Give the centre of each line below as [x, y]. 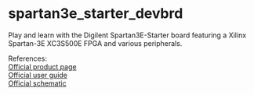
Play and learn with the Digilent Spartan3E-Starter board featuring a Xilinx [127, 35]
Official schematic [37, 83]
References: [27, 58]
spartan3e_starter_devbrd [96, 14]
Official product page [42, 66]
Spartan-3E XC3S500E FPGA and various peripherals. [95, 43]
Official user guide [38, 75]
